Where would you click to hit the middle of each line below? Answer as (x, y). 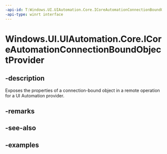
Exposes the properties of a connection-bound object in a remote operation (83, 90)
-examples (22, 145)
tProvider (25, 60)
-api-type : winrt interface (34, 14)
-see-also (21, 128)
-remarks (20, 111)
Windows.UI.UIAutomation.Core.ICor (83, 39)
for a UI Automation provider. (35, 95)
